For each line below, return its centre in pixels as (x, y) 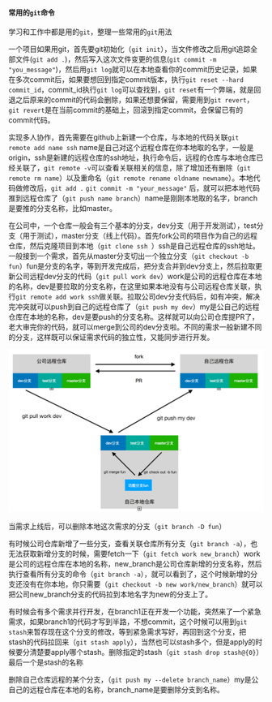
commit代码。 (32, 120)
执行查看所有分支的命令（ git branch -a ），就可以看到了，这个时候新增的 (130, 574)
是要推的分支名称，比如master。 (63, 209)
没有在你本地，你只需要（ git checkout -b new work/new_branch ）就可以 (142, 584)
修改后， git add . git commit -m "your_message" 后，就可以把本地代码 (141, 188)
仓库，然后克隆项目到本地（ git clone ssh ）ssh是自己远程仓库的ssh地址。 (134, 246)
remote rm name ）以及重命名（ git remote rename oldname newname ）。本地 (131, 178)
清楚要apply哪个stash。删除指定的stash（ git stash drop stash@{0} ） (147, 652)
